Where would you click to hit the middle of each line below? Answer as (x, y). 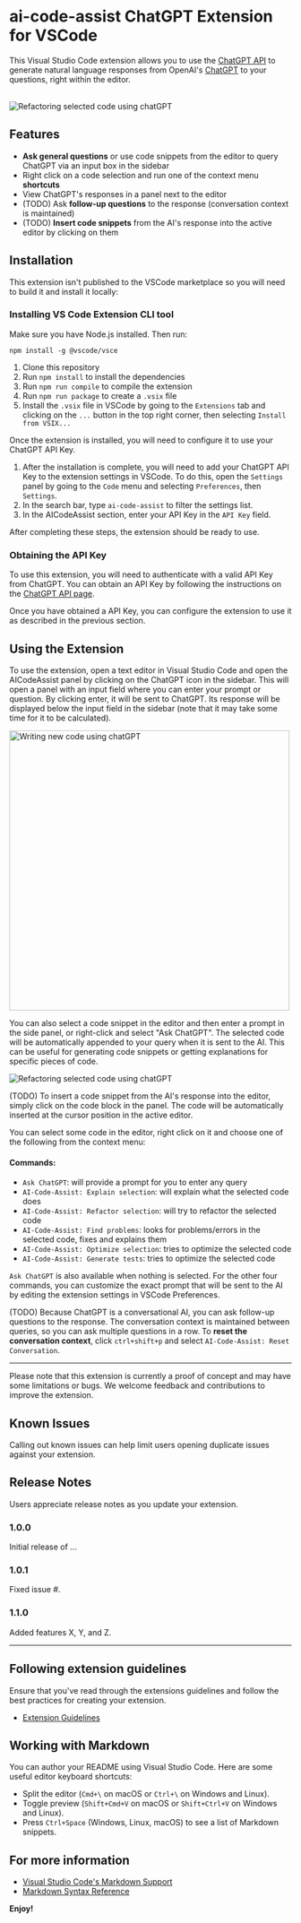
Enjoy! (21, 1909)
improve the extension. (52, 1395)
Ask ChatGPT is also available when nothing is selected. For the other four (143, 1276)
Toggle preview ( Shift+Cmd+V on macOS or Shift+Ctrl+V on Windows (150, 1804)
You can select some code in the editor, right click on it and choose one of (146, 1132)
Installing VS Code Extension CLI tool (92, 315)
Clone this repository (61, 367)
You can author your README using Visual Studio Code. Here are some (141, 1767)
